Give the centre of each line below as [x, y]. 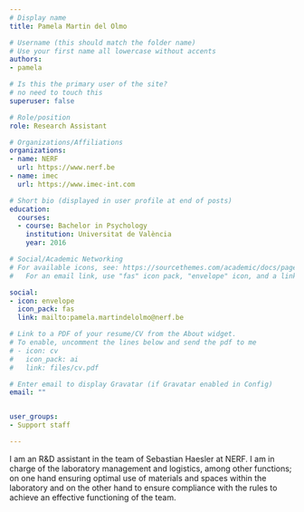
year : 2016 [46, 243]
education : [30, 209]
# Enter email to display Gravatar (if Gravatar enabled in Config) [141, 384]
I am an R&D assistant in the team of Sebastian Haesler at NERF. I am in [142, 459]
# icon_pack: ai [44, 359]
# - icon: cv [34, 351]
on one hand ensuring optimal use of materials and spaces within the [138, 478]
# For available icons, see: [64, 267]
